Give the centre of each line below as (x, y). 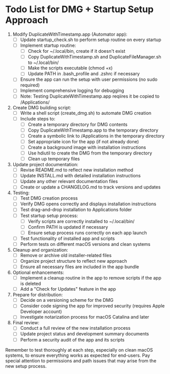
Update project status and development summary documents (84, 334)
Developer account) (41, 311)
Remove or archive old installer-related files (66, 255)
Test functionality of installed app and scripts (67, 238)
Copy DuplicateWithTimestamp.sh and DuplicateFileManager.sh (94, 57)
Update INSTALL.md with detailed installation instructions (80, 176)
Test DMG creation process (49, 198)
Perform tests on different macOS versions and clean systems (85, 244)
